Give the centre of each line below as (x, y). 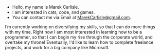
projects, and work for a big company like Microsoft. (57, 47)
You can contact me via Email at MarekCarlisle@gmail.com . (71, 17)
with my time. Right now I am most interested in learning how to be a (73, 32)
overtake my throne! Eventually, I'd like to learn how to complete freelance (79, 42)
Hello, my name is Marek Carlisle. (45, 7)
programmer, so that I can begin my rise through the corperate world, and (79, 37)
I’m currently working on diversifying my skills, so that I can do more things (80, 27)
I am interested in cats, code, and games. (53, 12)
